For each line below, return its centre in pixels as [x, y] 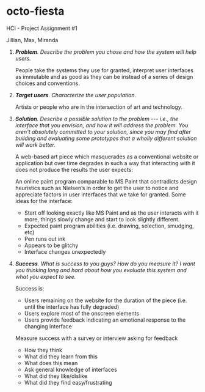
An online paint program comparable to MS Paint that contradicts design [106, 181]
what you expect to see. [45, 276]
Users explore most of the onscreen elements [82, 313]
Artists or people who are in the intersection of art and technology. [99, 107]
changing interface [48, 326]
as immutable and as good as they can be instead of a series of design [104, 76]
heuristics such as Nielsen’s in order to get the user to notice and [97, 188]
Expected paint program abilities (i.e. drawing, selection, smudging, [109, 226]
